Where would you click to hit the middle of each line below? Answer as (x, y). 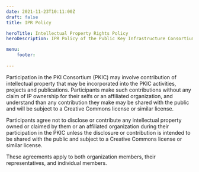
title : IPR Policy (29, 22)
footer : (26, 55)
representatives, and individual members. (57, 163)
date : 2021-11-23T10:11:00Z (41, 12)
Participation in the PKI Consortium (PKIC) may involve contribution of (91, 77)
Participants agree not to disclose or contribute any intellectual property (94, 120)
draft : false (22, 17)
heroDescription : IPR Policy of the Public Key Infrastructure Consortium (100, 39)
